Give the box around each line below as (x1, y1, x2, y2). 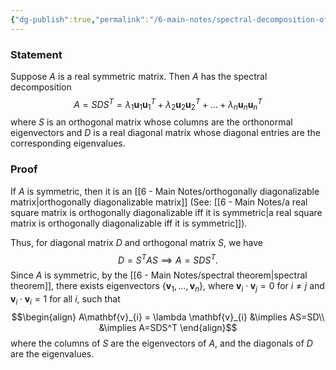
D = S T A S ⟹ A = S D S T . (118, 252, 218, 266)
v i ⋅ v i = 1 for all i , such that (10, 293, 121, 307)
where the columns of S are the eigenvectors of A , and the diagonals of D (10, 337, 313, 349)
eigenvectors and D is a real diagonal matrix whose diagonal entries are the (10, 127, 321, 139)
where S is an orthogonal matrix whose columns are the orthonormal (10, 116, 293, 128)
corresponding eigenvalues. (10, 137, 126, 150)
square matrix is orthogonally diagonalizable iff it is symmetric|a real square (10, 206, 323, 218)
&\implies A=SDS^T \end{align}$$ (98, 321, 238, 333)
